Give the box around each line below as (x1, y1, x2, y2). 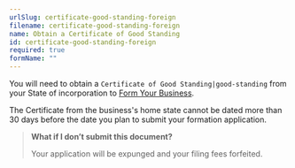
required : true (9, 46, 66, 55)
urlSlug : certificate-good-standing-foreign (9, 12, 176, 22)
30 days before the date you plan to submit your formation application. (9, 114, 268, 125)
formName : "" (9, 54, 58, 63)
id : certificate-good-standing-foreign (9, 37, 157, 47)
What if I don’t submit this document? (30, 132, 173, 141)
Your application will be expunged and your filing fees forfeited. (30, 149, 263, 159)
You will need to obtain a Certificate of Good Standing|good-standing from (9, 79, 287, 88)
